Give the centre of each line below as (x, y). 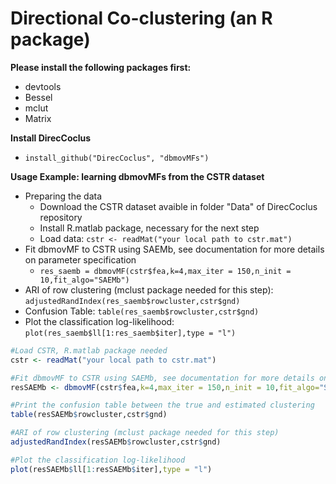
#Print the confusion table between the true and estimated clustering (162, 405)
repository (61, 217)
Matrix (38, 118)
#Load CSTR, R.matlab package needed (89, 350)
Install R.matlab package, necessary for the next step (149, 228)
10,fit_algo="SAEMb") (84, 280)
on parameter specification (80, 259)
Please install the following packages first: (101, 67)
